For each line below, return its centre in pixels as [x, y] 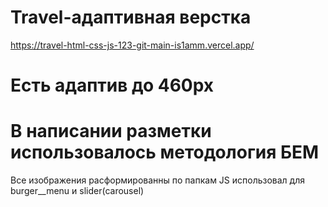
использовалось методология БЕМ [165, 152]
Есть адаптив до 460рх [112, 85]
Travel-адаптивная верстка [131, 17]
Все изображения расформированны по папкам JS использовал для [158, 180]
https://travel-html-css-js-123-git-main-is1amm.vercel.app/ [132, 45]
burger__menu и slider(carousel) [77, 191]
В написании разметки [111, 131]
